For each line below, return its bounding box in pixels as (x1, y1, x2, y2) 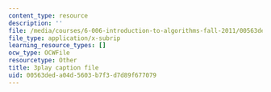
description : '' (8, 19, 63, 27)
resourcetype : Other (8, 57, 78, 65)
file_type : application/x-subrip (8, 34, 121, 42)
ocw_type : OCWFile (8, 49, 70, 57)
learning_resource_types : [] (8, 42, 106, 50)
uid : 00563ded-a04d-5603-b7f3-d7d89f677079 (8, 71, 157, 79)
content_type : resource (8, 11, 89, 20)
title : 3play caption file (8, 64, 99, 72)
